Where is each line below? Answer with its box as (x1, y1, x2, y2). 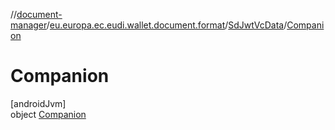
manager (10, 19, 47, 31)
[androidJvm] (10, 97, 67, 109)
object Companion (10, 108, 87, 120)
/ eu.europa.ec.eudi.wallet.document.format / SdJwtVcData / (46, 19, 288, 31)
